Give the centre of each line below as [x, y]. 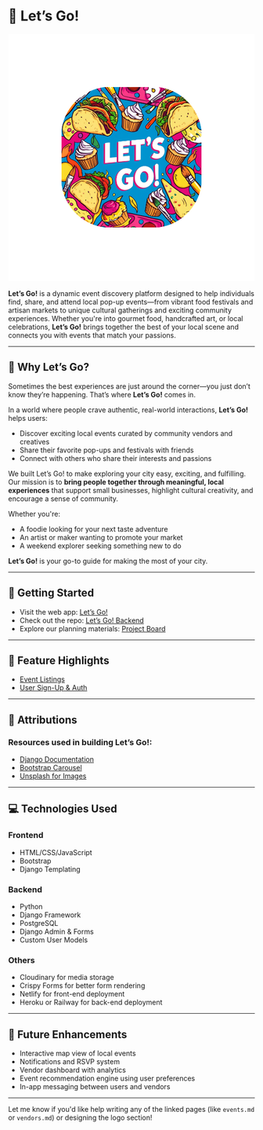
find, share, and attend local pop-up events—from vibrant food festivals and [131, 302]
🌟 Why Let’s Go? [49, 367]
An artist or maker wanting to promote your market [101, 537]
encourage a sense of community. [63, 499]
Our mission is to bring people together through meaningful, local [116, 481]
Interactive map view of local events [77, 1053]
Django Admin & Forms [56, 932]
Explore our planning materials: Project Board [92, 628]
